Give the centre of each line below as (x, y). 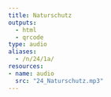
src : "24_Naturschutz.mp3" (59, 81)
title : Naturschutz (40, 15)
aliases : (22, 52)
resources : (26, 66)
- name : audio (31, 74)
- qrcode (30, 37)
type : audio (28, 45)
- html (26, 30)
